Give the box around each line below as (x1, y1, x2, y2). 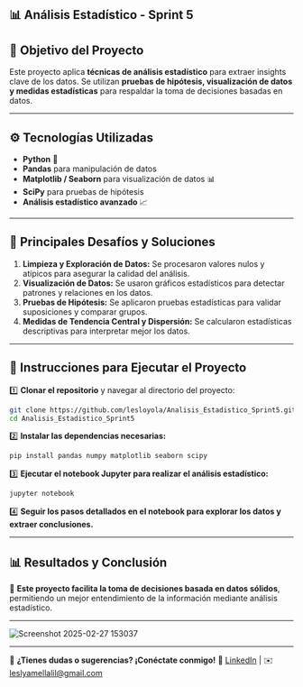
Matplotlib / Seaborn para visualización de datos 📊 (22, 174, 216, 185)
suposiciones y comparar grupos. (22, 306, 148, 317)
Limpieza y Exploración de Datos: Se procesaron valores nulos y (22, 258, 265, 269)
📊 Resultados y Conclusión (9, 554, 168, 570)
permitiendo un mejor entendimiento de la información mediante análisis (9, 592, 278, 603)
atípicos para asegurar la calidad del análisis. (22, 268, 190, 279)
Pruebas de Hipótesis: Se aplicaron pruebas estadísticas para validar (22, 297, 282, 307)
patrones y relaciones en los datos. (22, 287, 153, 298)
